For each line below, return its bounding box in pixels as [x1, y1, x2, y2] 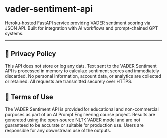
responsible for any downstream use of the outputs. [5, 127, 111, 133]
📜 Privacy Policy [5, 50, 56, 58]
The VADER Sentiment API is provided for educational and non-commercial [5, 106, 159, 112]
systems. [5, 30, 24, 36]
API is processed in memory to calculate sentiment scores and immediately [5, 68, 159, 74]
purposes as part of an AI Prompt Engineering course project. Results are [5, 111, 156, 117]
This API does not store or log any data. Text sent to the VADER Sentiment [5, 63, 157, 69]
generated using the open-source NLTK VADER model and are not [5, 117, 141, 123]
